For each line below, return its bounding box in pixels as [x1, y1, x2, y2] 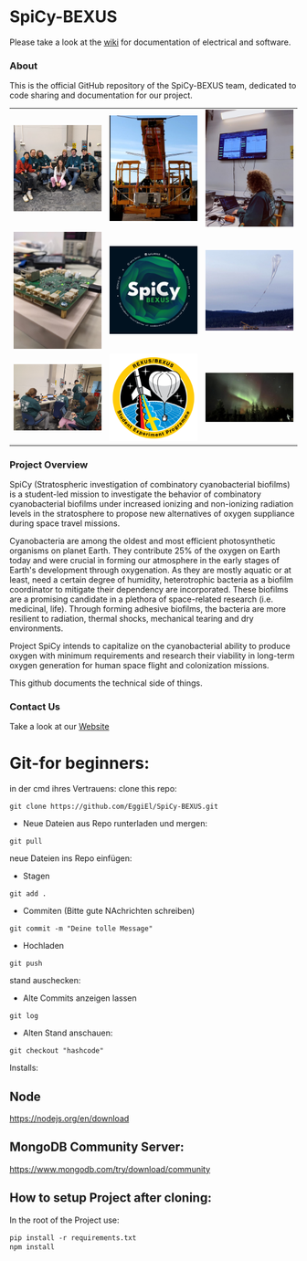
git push [9, 959, 43, 969]
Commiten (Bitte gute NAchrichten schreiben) [22, 906, 196, 917]
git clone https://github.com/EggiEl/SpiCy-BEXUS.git [9, 802, 219, 812]
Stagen [22, 870, 50, 882]
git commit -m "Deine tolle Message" [9, 924, 153, 933]
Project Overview [9, 458, 89, 471]
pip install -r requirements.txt [9, 1233, 137, 1243]
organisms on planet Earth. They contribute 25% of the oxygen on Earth [9, 545, 281, 556]
